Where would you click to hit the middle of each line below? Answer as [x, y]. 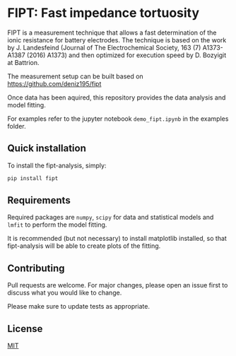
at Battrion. [24, 62]
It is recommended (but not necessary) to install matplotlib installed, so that [117, 239]
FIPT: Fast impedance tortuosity [104, 13]
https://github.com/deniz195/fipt [54, 83]
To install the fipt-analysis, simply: [57, 165]
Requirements [39, 200]
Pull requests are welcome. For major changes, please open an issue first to [118, 285]
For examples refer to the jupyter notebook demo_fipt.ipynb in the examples [118, 119]
